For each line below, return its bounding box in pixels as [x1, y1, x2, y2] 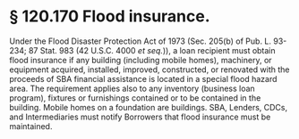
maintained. [9, 120, 53, 131]
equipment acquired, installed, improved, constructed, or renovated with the [9, 64, 290, 75]
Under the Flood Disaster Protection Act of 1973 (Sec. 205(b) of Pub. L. [9, 36, 271, 46]
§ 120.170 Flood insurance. [9, 6, 210, 27]
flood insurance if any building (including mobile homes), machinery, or [9, 54, 272, 65]
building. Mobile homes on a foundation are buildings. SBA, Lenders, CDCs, [9, 102, 288, 112]
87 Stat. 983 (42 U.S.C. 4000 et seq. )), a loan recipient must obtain [28, 45, 276, 55]
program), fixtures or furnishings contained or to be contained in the [9, 92, 261, 103]
